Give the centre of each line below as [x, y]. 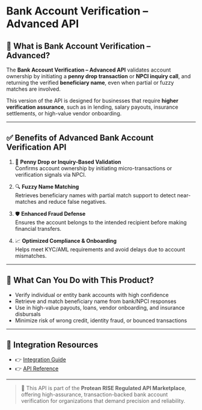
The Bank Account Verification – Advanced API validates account [89, 70]
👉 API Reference [37, 369]
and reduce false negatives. [72, 201]
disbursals [28, 314]
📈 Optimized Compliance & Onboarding [66, 240]
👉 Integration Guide [40, 360]
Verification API [36, 148]
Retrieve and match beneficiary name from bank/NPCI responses [96, 301]
